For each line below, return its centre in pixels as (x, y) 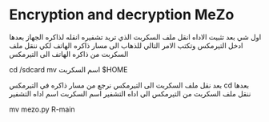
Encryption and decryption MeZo (122, 15)
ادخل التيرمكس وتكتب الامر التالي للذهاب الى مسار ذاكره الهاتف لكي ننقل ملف (126, 45)
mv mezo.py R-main (42, 109)
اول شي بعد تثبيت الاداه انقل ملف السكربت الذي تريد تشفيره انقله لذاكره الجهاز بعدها (135, 37)
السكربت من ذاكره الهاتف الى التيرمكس (69, 54)
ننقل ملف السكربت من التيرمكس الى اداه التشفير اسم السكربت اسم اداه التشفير (130, 93)
